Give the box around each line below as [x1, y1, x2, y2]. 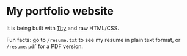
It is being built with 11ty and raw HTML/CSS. [6, 24, 119, 32]
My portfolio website [6, 4, 114, 18]
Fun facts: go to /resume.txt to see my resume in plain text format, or [6, 36, 181, 43]
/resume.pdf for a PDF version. [6, 43, 84, 50]
